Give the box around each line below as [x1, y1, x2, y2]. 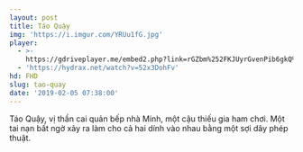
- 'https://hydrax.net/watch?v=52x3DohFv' [17, 64, 179, 73]
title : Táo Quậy [9, 22, 70, 31]
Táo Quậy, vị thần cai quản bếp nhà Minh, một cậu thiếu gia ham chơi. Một [9, 113, 286, 124]
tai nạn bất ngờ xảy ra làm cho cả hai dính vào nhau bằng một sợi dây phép [9, 122, 289, 133]
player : [9, 38, 39, 48]
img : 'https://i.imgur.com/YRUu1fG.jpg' [9, 30, 164, 39]
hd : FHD [9, 72, 39, 81]
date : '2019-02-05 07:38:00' [9, 88, 119, 97]
